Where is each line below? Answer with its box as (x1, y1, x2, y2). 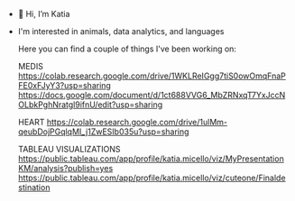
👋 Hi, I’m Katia (17, 9, 70, 19)
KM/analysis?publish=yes (17, 163, 114, 173)
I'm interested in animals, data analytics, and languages (17, 26, 225, 36)
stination (17, 182, 51, 193)
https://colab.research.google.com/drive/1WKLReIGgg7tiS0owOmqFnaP (17, 70, 287, 81)
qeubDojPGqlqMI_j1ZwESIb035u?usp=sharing (17, 126, 189, 137)
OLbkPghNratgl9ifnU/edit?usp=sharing (17, 99, 163, 110)
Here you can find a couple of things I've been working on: (17, 43, 237, 54)
